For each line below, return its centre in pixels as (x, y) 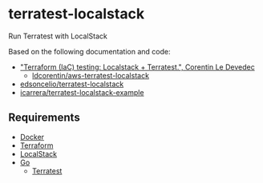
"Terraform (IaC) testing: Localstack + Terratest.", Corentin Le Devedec (137, 67)
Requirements (44, 118)
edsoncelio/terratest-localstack (72, 84)
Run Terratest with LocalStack (58, 36)
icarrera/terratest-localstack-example (82, 92)
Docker (32, 137)
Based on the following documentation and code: (89, 51)
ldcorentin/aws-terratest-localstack (91, 75)
